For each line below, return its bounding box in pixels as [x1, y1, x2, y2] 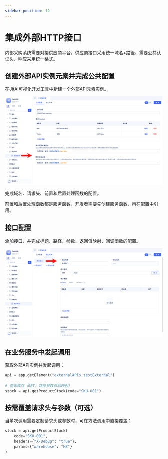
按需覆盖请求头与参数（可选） [5, 403, 97, 412]
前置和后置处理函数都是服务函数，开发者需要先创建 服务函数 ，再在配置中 [5, 201, 154, 207]
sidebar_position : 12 [5, 8, 50, 13]
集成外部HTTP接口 [5, 32, 82, 43]
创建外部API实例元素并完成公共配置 [5, 72, 115, 80]
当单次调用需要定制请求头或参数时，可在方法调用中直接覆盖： [5, 418, 132, 424]
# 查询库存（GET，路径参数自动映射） [5, 383, 72, 388]
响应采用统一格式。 [18, 56, 58, 62]
